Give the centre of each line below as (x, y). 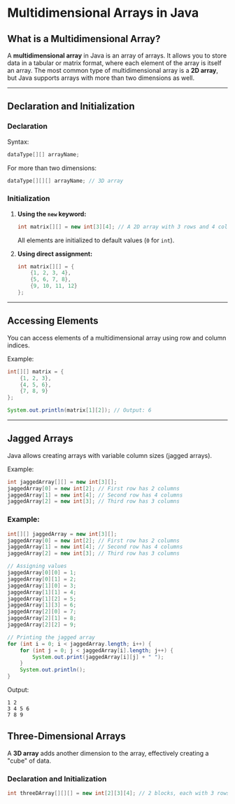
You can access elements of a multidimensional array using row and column (117, 338)
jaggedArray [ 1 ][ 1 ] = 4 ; (42, 592)
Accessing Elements (53, 321)
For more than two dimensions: (52, 168)
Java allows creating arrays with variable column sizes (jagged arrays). (109, 455)
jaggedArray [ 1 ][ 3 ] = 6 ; (42, 605)
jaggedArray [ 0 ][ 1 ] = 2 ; (42, 579)
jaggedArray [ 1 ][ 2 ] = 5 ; (42, 599)
